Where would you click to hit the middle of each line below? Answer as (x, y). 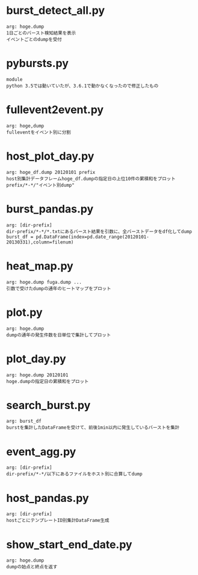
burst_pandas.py (50, 209)
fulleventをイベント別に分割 (39, 132)
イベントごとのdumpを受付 (34, 39)
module (14, 79)
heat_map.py (40, 266)
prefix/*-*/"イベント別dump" (41, 185)
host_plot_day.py (50, 156)
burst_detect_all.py (56, 11)
